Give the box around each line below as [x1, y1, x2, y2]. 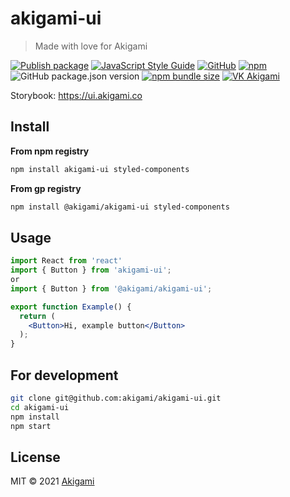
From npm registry [10, 145, 90, 157]
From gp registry [10, 182, 82, 194]
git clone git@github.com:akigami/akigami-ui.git [10, 393, 222, 403]
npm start [10, 421, 52, 431]
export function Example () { [10, 302, 132, 312]
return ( [19, 311, 56, 321]
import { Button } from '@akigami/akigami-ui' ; [10, 283, 213, 294]
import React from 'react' [10, 256, 123, 266]
